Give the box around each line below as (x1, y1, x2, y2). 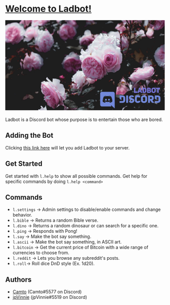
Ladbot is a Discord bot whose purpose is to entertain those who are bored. (5, 116, 163, 123)
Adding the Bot (5, 131, 54, 140)
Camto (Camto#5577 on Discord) (12, 289, 82, 295)
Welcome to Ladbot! (5, 3, 92, 15)
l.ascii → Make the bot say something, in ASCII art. (12, 239, 122, 245)
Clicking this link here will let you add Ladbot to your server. (5, 144, 130, 150)
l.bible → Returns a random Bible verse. (12, 217, 99, 224)
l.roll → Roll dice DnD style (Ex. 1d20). (12, 260, 95, 267)
